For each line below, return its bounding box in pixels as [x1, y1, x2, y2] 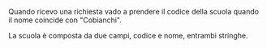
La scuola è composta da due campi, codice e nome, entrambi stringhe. [8, 31, 249, 40]
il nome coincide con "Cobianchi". [8, 15, 122, 25]
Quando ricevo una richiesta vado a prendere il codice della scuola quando [8, 7, 260, 16]
